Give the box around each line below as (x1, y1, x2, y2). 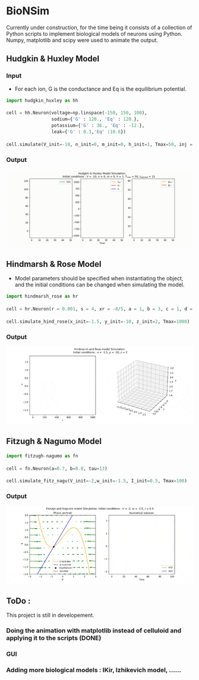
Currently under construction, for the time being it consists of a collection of (6, 24, 192, 31)
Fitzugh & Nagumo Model (6, 436, 102, 447)
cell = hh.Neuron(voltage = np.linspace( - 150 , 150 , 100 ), (6, 110, 147, 116)
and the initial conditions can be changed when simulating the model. (14, 281, 185, 288)
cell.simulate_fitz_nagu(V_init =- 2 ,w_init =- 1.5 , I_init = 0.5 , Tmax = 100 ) (6, 478, 187, 484)
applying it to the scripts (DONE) (6, 634, 102, 642)
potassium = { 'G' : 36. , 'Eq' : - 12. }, (51, 123, 145, 129)
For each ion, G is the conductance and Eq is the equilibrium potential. (14, 85, 187, 92)
